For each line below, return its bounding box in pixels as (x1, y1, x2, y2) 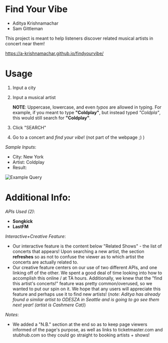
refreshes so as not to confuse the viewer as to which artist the (12, 253, 144, 260)
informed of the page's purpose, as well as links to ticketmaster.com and (12, 326, 163, 332)
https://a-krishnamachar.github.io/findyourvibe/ (5, 50, 104, 56)
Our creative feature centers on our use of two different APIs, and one (12, 264, 157, 270)
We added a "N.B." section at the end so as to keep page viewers (12, 321, 147, 327)
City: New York (12, 153, 44, 159)
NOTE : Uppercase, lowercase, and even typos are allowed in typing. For (12, 104, 162, 110)
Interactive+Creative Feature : (5, 233, 66, 239)
